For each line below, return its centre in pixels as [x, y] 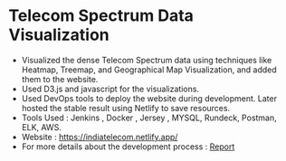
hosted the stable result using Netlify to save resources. [126, 108]
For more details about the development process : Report [128, 147]
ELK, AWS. [42, 127]
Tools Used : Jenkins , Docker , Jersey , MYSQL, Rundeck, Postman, [149, 118]
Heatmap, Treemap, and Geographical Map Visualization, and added [149, 70]
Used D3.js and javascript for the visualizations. [110, 89]
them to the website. [60, 79]
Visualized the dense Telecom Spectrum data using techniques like [147, 60]
